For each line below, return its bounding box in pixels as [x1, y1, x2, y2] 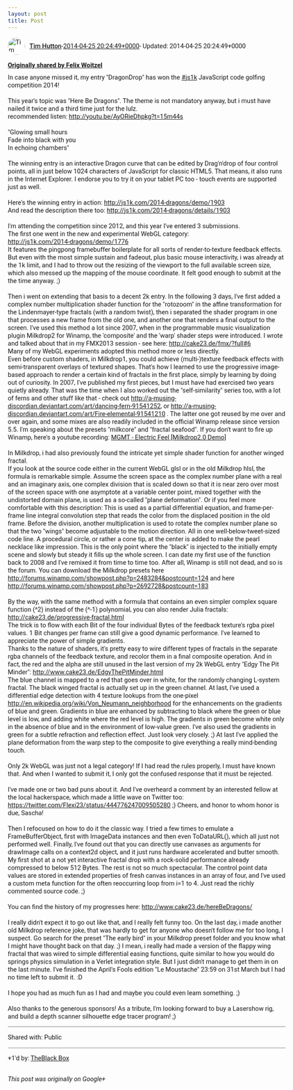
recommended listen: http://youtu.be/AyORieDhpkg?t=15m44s [8, 112, 183, 121]
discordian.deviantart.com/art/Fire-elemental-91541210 [8, 409, 166, 418]
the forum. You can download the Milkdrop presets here [8, 566, 165, 575]
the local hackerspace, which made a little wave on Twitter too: [8, 793, 184, 801]
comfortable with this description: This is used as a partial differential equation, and [8, 503, 243, 512]
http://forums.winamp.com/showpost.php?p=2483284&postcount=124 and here [8, 574, 235, 582]
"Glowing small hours [8, 127, 68, 136]
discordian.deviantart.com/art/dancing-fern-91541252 [8, 401, 161, 410]
